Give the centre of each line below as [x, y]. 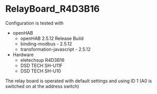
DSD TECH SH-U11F [41, 65]
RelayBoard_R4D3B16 [52, 9]
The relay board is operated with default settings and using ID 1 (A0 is [79, 81]
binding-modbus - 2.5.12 [46, 43]
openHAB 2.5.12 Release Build [52, 38]
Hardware [23, 55]
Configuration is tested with [35, 23]
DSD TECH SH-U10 [41, 71]
